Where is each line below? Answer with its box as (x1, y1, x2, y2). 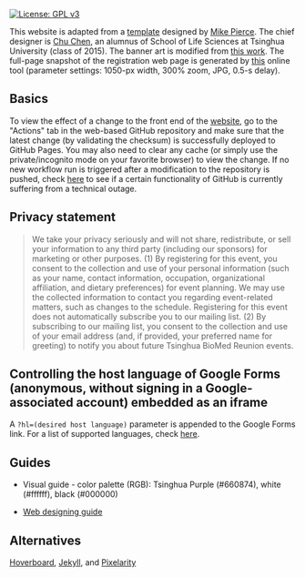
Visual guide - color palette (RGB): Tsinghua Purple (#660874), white (22, 479, 281, 491)
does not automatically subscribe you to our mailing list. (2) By (31, 310, 267, 322)
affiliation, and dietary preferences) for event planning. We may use (31, 282, 285, 293)
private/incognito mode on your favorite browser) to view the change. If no (9, 154, 290, 165)
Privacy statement (9, 209, 117, 225)
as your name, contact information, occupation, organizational (31, 272, 266, 283)
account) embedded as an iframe (76, 395, 269, 410)
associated (9, 395, 75, 410)
